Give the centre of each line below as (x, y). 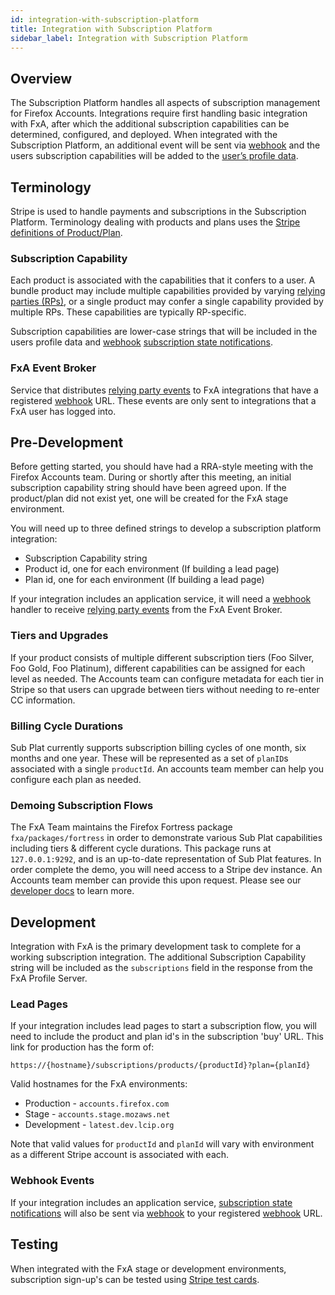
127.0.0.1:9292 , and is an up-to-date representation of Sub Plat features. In (166, 859)
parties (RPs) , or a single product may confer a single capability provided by (167, 302)
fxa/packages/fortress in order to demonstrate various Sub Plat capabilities (166, 838)
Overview (41, 78)
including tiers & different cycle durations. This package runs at (141, 848)
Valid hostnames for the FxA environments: (99, 1084)
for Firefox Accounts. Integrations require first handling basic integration (159, 113)
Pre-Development (67, 442)
